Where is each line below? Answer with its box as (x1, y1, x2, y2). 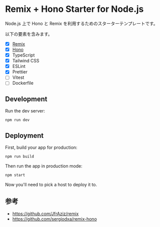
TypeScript (12, 52, 35, 58)
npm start (5, 172, 26, 177)
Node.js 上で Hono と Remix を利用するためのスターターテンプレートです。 (5, 20, 158, 26)
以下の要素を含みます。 (5, 31, 53, 37)
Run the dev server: (5, 108, 45, 114)
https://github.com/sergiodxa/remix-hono (12, 216, 97, 222)
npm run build (5, 154, 35, 159)
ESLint (12, 63, 26, 69)
